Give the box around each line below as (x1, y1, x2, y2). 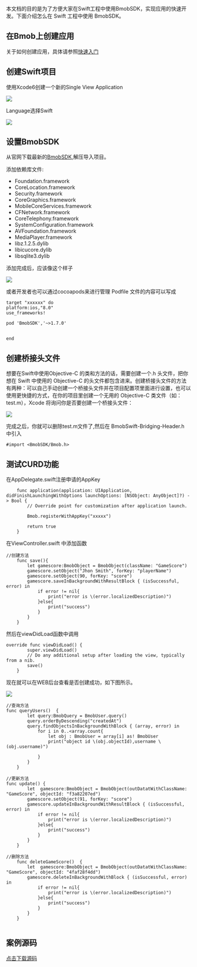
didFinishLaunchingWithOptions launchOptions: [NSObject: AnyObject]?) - (6, 493, 191, 499)
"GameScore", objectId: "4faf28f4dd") (6, 870, 101, 875)
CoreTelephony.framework (14, 215, 79, 222)
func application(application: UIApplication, (16, 488, 133, 494)
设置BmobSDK (6, 137, 60, 147)
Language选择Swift (6, 107, 53, 114)
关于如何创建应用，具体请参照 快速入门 (6, 48, 98, 55)
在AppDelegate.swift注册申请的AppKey (6, 476, 101, 483)
